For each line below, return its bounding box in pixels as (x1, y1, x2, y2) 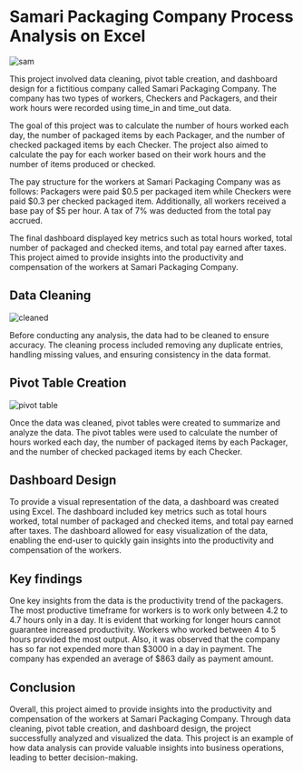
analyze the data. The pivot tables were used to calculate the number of (9, 426, 279, 437)
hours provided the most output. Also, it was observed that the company (9, 634, 280, 645)
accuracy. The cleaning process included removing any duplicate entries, (9, 339, 284, 350)
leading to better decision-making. (9, 752, 139, 763)
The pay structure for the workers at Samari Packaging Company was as (9, 175, 281, 187)
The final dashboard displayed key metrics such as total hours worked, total (9, 232, 293, 243)
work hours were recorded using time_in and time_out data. (9, 102, 231, 113)
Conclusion (9, 679, 76, 695)
